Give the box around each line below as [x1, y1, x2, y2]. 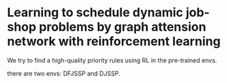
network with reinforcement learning [7, 34, 221, 49]
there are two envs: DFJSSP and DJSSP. [7, 69, 121, 78]
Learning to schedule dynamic [7, 5, 183, 20]
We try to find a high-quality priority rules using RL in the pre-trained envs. [7, 56, 217, 64]
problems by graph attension [38, 19, 206, 35]
